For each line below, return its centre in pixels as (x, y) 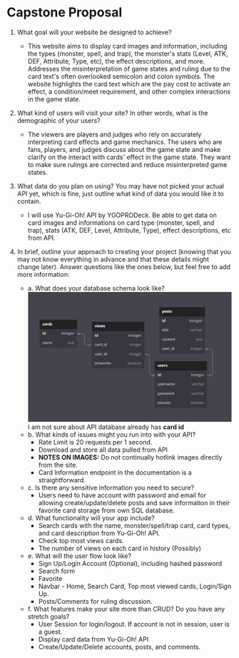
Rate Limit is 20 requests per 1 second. (95, 442)
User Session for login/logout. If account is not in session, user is (134, 624)
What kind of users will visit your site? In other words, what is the (112, 113)
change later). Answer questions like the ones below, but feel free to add (124, 267)
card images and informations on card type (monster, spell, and (121, 223)
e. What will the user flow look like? (80, 556)
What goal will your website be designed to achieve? (94, 32)
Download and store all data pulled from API (103, 450)
